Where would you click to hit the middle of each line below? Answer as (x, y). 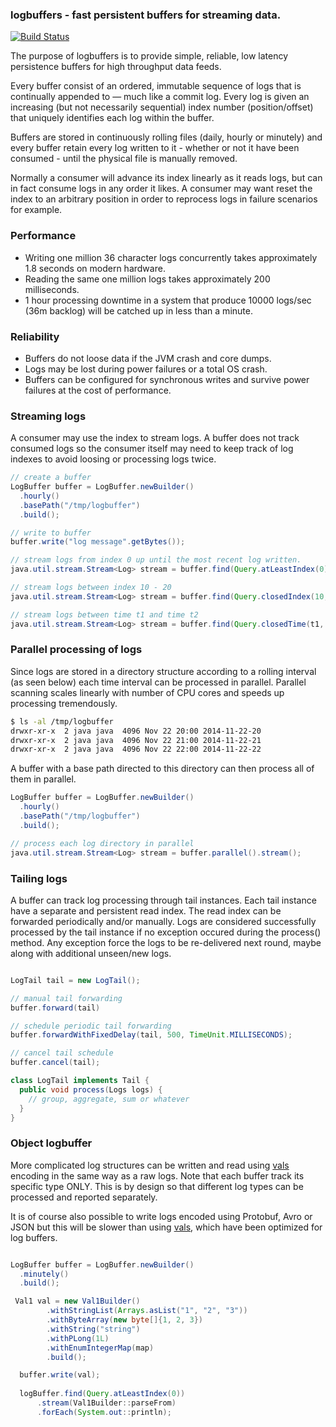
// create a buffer (51, 478)
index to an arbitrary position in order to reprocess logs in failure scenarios (164, 199)
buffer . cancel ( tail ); (55, 1063)
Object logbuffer (51, 1143)
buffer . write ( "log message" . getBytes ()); (98, 542)
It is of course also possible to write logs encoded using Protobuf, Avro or (161, 1216)
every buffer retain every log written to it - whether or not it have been (155, 148)
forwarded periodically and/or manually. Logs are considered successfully (163, 921)
